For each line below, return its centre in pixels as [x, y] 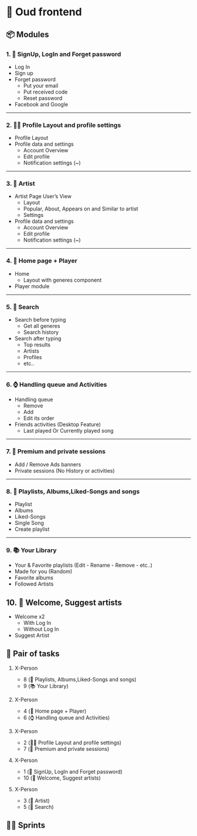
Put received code [45, 92]
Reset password [43, 98]
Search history [41, 332]
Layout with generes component [62, 280]
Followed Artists [34, 584]
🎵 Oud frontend [44, 12]
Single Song [29, 523]
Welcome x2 [30, 617]
